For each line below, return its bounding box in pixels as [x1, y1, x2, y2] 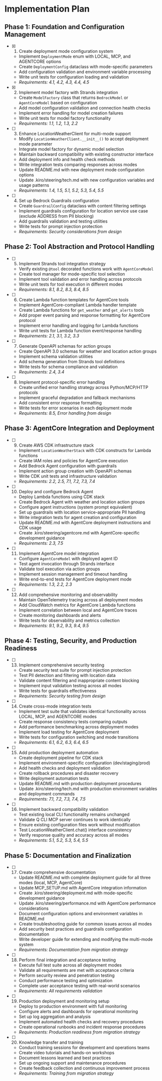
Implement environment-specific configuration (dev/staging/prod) [18, 760, 151, 766]
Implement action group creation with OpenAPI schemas [18, 468, 132, 474]
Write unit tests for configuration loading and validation [18, 74, 129, 80]
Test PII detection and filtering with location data [18, 673, 116, 678]
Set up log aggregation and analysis [18, 1014, 91, 1019]
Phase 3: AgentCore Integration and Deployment [4, 424, 155, 433]
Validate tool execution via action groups [18, 566, 100, 572]
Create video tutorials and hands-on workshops [18, 1050, 114, 1056]
